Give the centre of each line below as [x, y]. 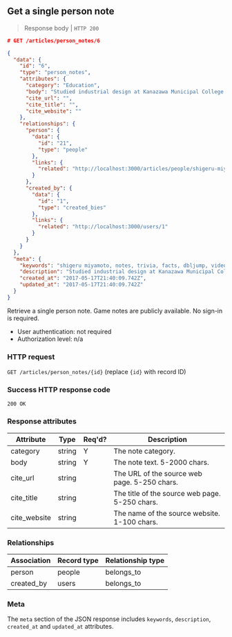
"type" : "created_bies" [72, 207]
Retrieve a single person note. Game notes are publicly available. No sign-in [115, 311]
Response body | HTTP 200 [61, 28]
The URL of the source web [158, 473]
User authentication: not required [64, 331]
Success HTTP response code [59, 390]
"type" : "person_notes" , [55, 73]
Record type [78, 561]
